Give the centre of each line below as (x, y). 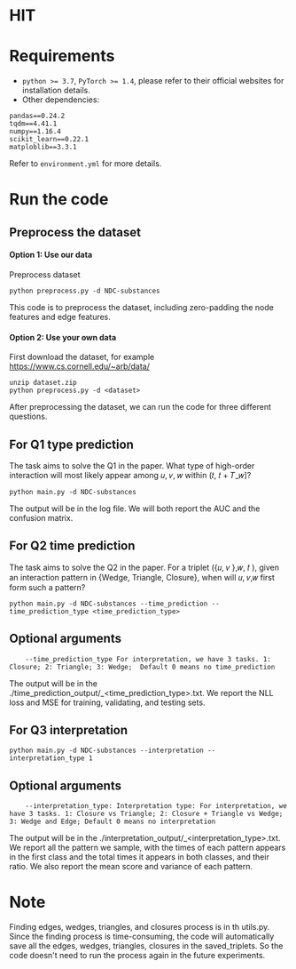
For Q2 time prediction (72, 546)
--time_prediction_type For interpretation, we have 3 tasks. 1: (148, 659)
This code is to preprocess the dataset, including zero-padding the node (142, 307)
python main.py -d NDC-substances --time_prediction (109, 604)
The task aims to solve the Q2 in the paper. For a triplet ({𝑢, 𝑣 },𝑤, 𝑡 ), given (144, 567)
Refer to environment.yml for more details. (86, 164)
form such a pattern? (47, 587)
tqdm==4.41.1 (33, 124)
